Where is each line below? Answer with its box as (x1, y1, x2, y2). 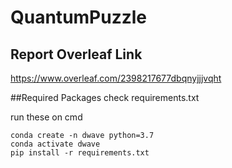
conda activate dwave (10, 139, 101, 149)
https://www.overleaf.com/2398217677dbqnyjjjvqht (10, 72, 222, 84)
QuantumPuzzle (10, 6, 148, 29)
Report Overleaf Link (10, 46, 143, 63)
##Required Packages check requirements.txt (10, 92, 200, 103)
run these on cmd (10, 111, 83, 123)
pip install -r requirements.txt (10, 148, 150, 158)
